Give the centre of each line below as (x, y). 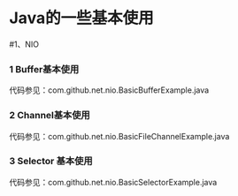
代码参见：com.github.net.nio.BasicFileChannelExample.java (119, 136)
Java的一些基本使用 (81, 18)
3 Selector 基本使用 (51, 162)
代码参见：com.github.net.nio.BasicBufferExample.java (109, 90)
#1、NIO (24, 44)
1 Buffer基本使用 (44, 69)
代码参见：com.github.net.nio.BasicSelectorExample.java (113, 182)
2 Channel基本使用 (50, 116)
